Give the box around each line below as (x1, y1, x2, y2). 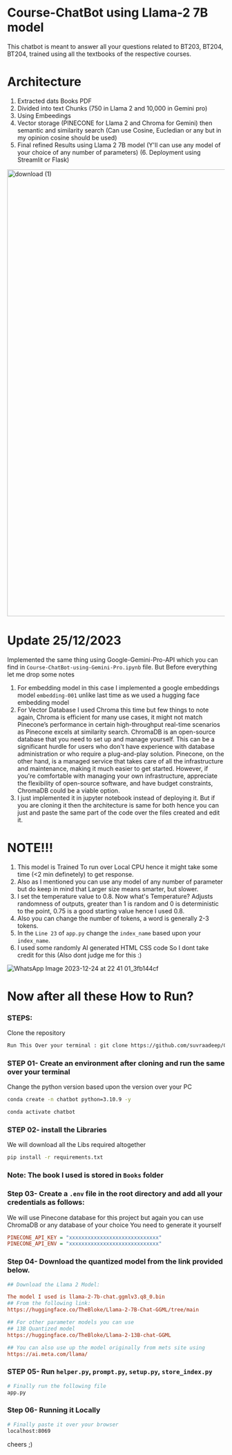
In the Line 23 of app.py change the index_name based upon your (17, 929, 202, 937)
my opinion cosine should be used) (17, 133, 117, 142)
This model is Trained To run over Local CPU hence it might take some (17, 862, 218, 871)
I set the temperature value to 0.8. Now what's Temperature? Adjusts (17, 892, 213, 900)
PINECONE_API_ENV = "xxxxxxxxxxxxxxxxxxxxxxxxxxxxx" (7, 1240, 162, 1248)
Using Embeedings (17, 111, 71, 120)
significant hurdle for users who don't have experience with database (17, 742, 215, 750)
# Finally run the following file (7, 1382, 107, 1389)
